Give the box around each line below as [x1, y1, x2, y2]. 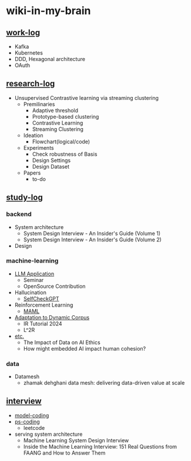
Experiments [23, 144, 54, 151]
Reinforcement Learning [14, 301, 73, 308]
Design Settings [32, 157, 71, 164]
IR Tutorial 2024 [23, 320, 63, 327]
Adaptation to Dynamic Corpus [14, 314, 90, 321]
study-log [6, 193, 43, 203]
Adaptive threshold [32, 107, 78, 114]
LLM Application [14, 270, 55, 277]
